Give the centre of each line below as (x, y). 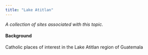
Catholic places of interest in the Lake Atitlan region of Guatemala (74, 47)
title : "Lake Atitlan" (29, 10)
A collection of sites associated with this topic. (54, 24)
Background (19, 36)
